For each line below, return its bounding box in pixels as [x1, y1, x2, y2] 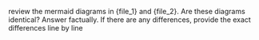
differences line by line [8, 24, 83, 32]
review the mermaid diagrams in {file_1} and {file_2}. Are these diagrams [8, 7, 245, 16]
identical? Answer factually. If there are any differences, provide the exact [8, 15, 252, 24]
